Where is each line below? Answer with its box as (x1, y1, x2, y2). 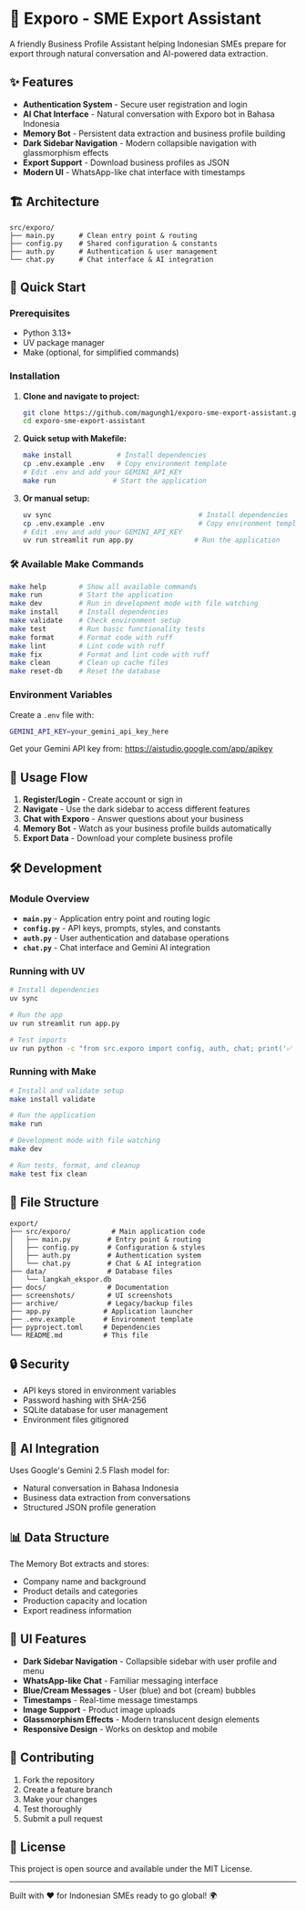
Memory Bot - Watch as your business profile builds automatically (22, 823, 271, 834)
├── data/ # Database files (9, 1267, 173, 1276)
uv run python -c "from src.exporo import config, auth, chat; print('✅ (9, 1043, 293, 1053)
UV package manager (22, 337, 105, 348)
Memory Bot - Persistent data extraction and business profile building (22, 128, 286, 139)
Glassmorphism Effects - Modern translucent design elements (22, 1714, 260, 1725)
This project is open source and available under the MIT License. (9, 1863, 253, 1874)
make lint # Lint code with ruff (9, 641, 166, 650)
